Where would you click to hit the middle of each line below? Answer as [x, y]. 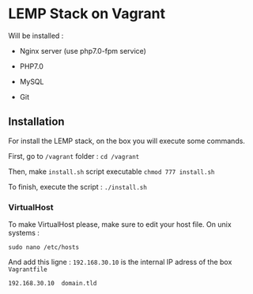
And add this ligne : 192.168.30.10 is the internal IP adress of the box [120, 262]
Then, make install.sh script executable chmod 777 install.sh [111, 171]
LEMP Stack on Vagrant [87, 14]
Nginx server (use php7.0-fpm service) [83, 51]
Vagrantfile [28, 269]
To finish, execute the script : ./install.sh [78, 187]
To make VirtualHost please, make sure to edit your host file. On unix [120, 224]
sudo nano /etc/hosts [44, 247]
